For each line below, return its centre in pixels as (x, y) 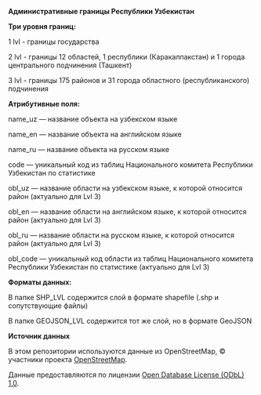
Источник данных (39, 336)
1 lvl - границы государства (54, 42)
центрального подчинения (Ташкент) (70, 65)
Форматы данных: (40, 282)
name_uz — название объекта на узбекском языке (93, 119)
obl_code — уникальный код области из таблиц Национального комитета (131, 259)
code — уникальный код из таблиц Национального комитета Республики (130, 165)
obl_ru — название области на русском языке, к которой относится (121, 235)
